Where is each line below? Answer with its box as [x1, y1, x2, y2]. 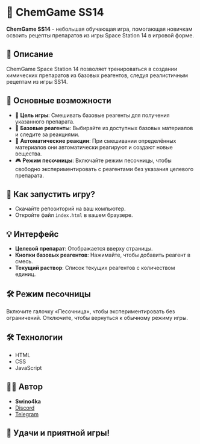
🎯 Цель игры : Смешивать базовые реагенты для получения [14, 111, 170, 119]
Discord [14, 404, 35, 411]
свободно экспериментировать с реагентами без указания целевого [14, 165, 194, 172]
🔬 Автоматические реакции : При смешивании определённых [14, 137, 177, 144]
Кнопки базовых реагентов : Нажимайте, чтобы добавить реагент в [14, 251, 191, 258]
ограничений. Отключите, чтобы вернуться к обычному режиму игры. [6, 314, 189, 321]
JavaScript [14, 364, 42, 371]
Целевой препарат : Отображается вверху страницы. [14, 245, 153, 252]
